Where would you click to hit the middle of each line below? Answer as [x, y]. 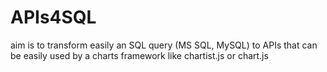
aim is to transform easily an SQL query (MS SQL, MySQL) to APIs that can [164, 45]
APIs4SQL [53, 17]
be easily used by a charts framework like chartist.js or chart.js [139, 55]
